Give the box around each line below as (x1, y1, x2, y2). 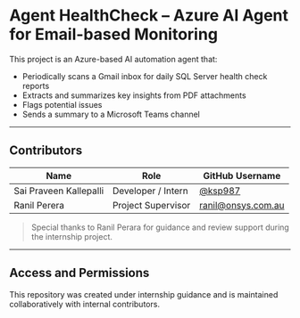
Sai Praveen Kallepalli (13, 184, 104, 197)
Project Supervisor (112, 199, 191, 211)
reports (21, 80, 50, 91)
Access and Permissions (9, 265, 150, 281)
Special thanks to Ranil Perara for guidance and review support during (30, 222, 290, 232)
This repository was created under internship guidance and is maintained (9, 289, 279, 299)
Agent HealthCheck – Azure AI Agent (9, 5, 288, 26)
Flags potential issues (21, 99, 103, 110)
